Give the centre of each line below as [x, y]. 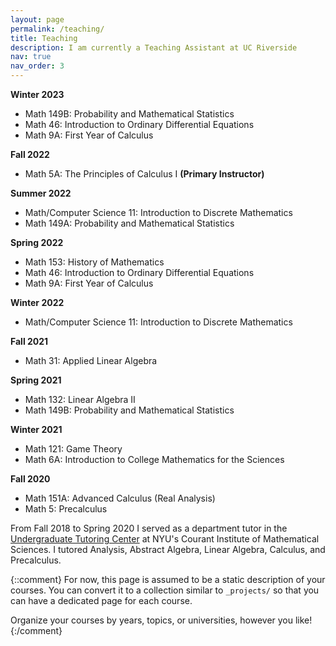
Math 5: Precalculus [66, 509]
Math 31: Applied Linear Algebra [91, 360]
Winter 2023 [37, 94]
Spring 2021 [36, 380]
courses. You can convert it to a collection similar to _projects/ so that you [165, 590]
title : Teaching [44, 38]
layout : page [37, 19]
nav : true [31, 57]
